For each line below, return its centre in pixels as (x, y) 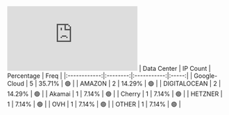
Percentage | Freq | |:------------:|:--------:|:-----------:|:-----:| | (100, 76)
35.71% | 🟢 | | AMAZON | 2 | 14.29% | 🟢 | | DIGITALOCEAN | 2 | (130, 83)
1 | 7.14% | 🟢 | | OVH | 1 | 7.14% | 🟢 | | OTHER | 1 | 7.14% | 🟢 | (94, 104)
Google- (206, 76)
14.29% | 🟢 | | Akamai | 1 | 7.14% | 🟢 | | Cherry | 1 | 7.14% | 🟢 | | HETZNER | (115, 94)
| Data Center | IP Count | (175, 69)
